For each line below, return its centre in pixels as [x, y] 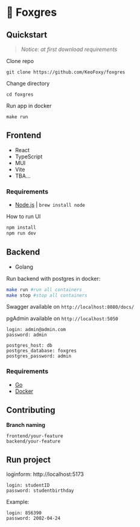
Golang [24, 267]
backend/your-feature [33, 441]
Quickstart [27, 35]
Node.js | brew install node [50, 205]
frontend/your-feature [35, 436]
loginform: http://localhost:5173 [45, 474]
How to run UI [24, 217]
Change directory [28, 83]
